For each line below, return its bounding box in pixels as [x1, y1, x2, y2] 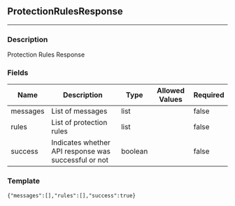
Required [193, 90, 225, 100]
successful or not [51, 155, 108, 165]
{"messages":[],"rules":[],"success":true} [7, 192, 136, 199]
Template [7, 176, 41, 186]
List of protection [51, 118, 108, 128]
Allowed [157, 86, 185, 96]
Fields [7, 68, 29, 78]
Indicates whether [51, 138, 111, 147]
